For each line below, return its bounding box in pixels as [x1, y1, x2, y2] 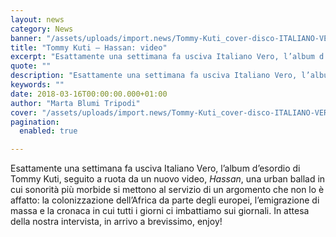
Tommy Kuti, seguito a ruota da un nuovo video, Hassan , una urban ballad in [10, 173, 326, 185]
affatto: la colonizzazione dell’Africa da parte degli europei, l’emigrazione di [10, 194, 320, 206]
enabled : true [19, 126, 78, 136]
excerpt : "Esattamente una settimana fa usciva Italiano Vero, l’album [10, 52, 315, 62]
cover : [10, 107, 38, 118]
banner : [10, 33, 43, 43]
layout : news [10, 14, 65, 25]
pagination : [10, 117, 60, 127]
